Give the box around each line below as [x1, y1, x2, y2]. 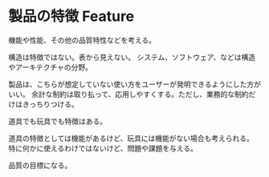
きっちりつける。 [22, 99, 79, 109]
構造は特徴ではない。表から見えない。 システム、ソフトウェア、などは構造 [8, 52, 256, 62]
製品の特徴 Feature [8, 7, 135, 26]
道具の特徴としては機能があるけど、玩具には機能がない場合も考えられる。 [8, 133, 255, 143]
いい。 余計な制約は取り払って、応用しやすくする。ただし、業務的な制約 [8, 89, 249, 99]
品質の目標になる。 [8, 160, 72, 170]
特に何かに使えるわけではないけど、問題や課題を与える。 [8, 143, 198, 153]
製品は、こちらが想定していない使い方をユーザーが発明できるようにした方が [8, 79, 262, 89]
